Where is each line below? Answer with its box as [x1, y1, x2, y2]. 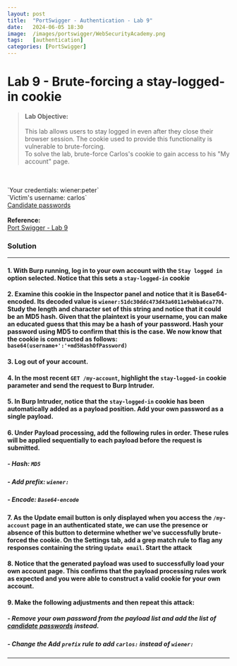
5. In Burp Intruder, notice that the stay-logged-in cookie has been [7, 397, 205, 406]
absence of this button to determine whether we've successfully [7, 528, 201, 537]
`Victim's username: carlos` [7, 193, 87, 201]
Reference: [7, 216, 41, 224]
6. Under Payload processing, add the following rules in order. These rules [7, 428, 229, 437]
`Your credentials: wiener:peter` [7, 185, 99, 194]
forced [7, 535, 28, 544]
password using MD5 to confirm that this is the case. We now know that [7, 327, 222, 336]
